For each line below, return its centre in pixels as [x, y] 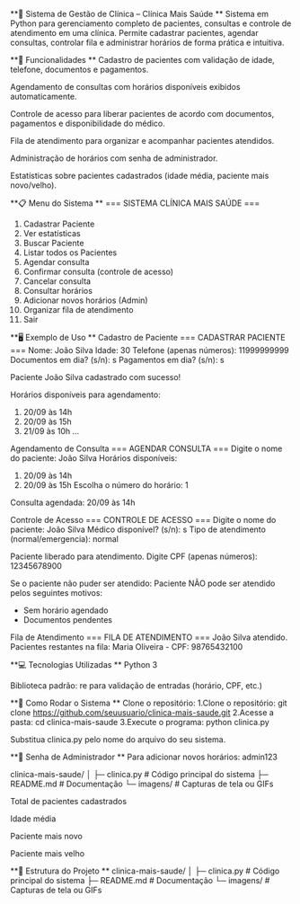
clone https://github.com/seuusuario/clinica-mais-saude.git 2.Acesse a [142, 713]
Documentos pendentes [68, 620]
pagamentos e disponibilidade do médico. [88, 123]
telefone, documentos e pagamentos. [79, 69]
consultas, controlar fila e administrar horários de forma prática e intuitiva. [147, 42]
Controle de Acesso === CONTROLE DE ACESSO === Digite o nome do [143, 520]
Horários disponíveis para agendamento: [85, 394]
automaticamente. [44, 96]
